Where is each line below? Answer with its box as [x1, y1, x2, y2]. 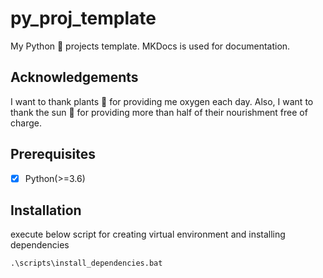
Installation [10, 202, 82, 219]
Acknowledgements [10, 69, 139, 86]
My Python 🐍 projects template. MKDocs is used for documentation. [10, 40, 291, 52]
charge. [10, 117, 42, 129]
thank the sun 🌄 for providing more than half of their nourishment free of [10, 106, 308, 118]
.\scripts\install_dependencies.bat [10, 258, 163, 269]
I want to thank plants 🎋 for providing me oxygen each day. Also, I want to [10, 95, 314, 107]
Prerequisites [10, 146, 96, 163]
